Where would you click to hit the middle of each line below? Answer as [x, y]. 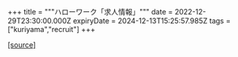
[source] [22, 45]
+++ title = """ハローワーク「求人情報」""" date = [90, 12]
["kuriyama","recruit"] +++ [52, 29]
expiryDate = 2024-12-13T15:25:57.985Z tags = [152, 21]
